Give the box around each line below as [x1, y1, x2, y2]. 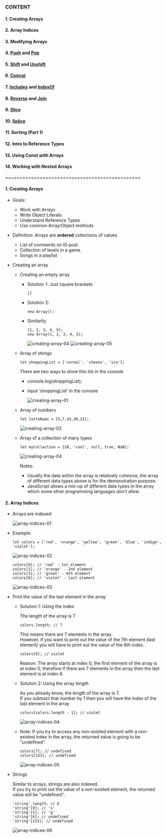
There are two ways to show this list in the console [19, 369, 124, 375]
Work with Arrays [19, 207, 56, 213]
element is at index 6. [19, 671, 64, 677]
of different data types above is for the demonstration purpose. [27, 478, 157, 484]
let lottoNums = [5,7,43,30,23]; [19, 417, 89, 422]
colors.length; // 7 [19, 623, 63, 628]
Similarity [27, 318, 47, 324]
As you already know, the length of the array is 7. [19, 690, 120, 696]
